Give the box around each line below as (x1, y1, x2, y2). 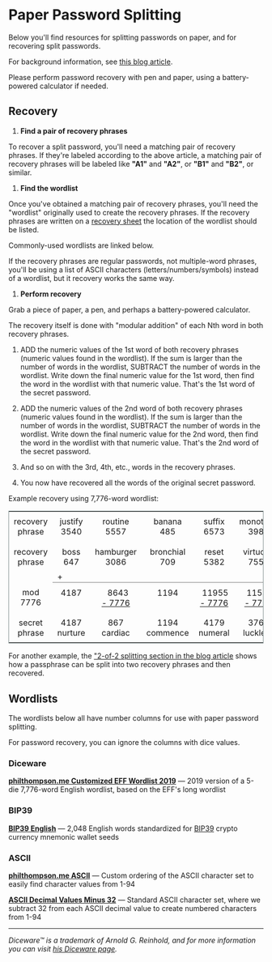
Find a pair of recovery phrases (19, 126, 128, 135)
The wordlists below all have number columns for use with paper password (8, 713, 259, 723)
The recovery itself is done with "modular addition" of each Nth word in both (8, 320, 264, 330)
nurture (57, 627, 86, 638)
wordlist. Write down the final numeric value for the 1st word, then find (19, 370, 255, 380)
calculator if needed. (39, 81, 109, 91)
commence (146, 627, 189, 638)
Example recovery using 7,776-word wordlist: (8, 493, 159, 503)
